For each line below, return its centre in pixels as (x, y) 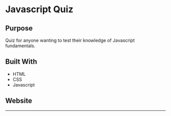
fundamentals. (20, 46)
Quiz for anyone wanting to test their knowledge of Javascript (70, 40)
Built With (21, 62)
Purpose (19, 28)
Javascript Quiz (39, 9)
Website (19, 101)
